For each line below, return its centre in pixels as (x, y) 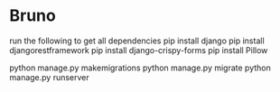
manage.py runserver (50, 77)
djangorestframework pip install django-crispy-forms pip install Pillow (139, 50)
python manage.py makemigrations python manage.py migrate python (140, 68)
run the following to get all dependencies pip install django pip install (137, 41)
